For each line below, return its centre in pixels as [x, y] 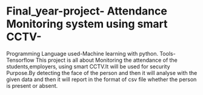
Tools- [168, 53]
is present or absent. [32, 85]
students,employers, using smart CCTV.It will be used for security [88, 66]
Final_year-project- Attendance [87, 11]
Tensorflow [20, 60]
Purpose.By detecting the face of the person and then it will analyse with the [102, 73]
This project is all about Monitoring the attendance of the [106, 60]
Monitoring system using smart [87, 24]
